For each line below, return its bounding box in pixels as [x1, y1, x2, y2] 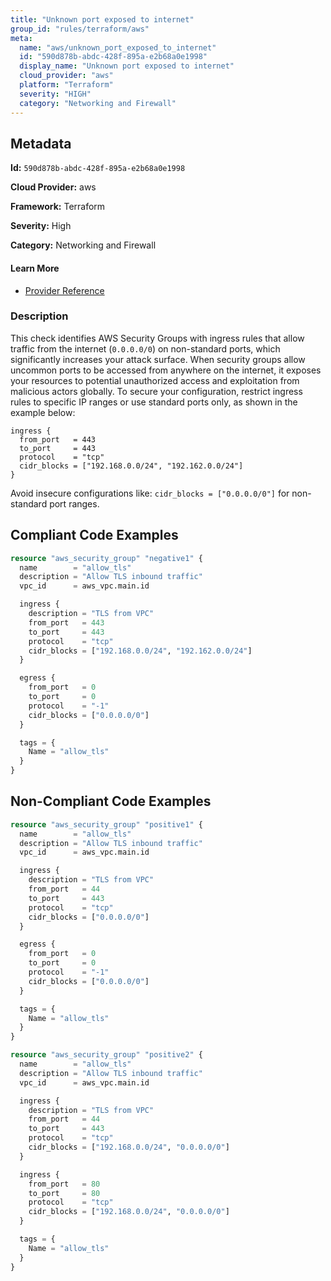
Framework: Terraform [10, 201, 106, 213]
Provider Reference [24, 284, 105, 296]
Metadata [10, 135, 72, 152]
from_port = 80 [28, 1179, 101, 1189]
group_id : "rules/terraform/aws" [10, 24, 150, 34]
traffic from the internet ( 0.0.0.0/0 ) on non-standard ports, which [10, 342, 281, 355]
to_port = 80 [28, 1188, 101, 1198]
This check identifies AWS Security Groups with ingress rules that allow [10, 332, 305, 344]
